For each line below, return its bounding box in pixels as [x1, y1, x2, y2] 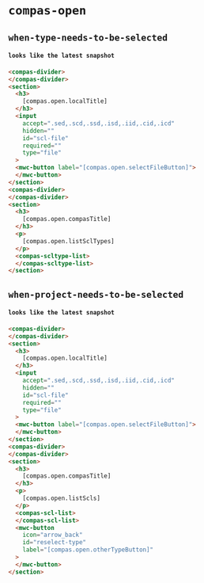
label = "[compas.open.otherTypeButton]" [22, 546, 154, 554]
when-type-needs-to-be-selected [8, 32, 168, 43]
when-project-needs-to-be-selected [8, 288, 184, 300]
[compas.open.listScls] [22, 494, 101, 502]
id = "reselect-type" [22, 539, 87, 547]
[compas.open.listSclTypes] [22, 237, 115, 245]
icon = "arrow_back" [22, 531, 83, 539]
